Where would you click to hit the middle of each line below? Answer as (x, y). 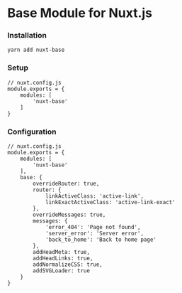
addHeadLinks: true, (63, 259)
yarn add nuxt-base (36, 50)
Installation (27, 36)
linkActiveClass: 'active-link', (94, 196)
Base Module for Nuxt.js (80, 13)
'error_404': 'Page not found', (93, 228)
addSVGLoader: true (62, 271)
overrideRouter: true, (66, 184)
